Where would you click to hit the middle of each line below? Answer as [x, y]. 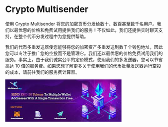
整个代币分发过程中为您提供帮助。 [53, 36]
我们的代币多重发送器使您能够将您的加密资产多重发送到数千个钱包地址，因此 [84, 47]
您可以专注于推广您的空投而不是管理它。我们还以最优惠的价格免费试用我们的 [84, 53]
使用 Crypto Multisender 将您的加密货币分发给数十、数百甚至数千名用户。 [81, 24]
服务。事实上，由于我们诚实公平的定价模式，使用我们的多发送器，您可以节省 [84, 59]
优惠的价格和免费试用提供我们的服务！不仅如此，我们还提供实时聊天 [88, 30]
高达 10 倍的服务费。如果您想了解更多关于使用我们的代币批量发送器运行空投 [83, 66]
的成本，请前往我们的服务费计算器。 [42, 72]
